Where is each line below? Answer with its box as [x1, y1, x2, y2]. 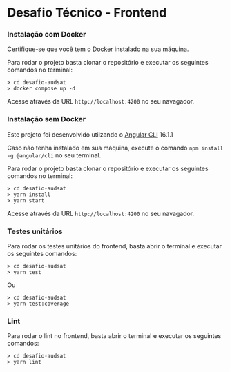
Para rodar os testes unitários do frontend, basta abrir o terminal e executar [7, 242, 222, 251]
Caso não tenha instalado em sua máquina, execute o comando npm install [7, 144, 224, 152]
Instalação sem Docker [7, 115, 86, 124]
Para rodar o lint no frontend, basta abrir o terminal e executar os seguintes [7, 332, 222, 340]
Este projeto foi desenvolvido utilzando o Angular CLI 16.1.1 [7, 130, 173, 139]
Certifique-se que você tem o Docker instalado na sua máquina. [7, 45, 189, 53]
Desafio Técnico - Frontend [7, 5, 167, 21]
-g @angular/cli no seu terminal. [7, 150, 102, 159]
